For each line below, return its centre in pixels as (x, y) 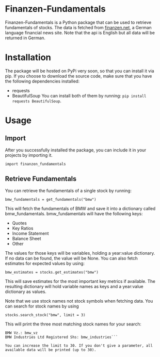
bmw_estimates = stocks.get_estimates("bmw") (52, 272)
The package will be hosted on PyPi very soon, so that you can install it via (80, 71)
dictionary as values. (26, 292)
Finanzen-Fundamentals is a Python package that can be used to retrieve (78, 22)
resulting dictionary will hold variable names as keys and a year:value (74, 286)
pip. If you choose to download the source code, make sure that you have (79, 76)
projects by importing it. (29, 155)
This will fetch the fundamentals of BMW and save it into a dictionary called (80, 208)
